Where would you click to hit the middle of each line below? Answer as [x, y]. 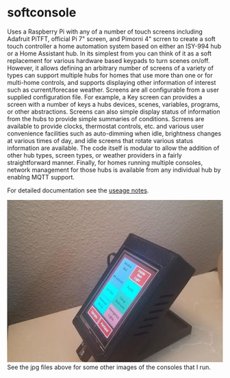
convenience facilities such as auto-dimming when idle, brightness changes [114, 133]
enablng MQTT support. [41, 177]
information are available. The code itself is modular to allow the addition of [113, 148]
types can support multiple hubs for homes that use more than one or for [110, 75]
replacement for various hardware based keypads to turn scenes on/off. [108, 60]
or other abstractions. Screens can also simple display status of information [114, 112]
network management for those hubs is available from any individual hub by [114, 170]
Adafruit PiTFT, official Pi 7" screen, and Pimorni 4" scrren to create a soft [111, 38]
